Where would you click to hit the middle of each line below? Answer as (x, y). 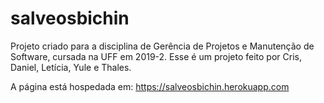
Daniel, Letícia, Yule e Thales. (71, 67)
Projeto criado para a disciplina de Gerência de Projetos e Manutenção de (162, 46)
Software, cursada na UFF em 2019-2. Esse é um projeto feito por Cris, (156, 56)
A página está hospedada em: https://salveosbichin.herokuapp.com (150, 86)
